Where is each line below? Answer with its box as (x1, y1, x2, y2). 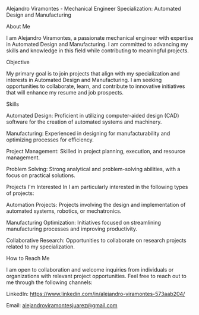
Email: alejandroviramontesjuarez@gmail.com (6, 302, 118, 308)
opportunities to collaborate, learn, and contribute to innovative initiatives (6, 83, 185, 90)
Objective (6, 59, 30, 65)
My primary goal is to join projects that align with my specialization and (6, 70, 180, 77)
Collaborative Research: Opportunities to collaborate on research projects (6, 237, 187, 244)
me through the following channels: (6, 279, 93, 286)
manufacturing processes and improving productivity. (6, 225, 138, 232)
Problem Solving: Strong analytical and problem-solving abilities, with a (6, 166, 181, 172)
